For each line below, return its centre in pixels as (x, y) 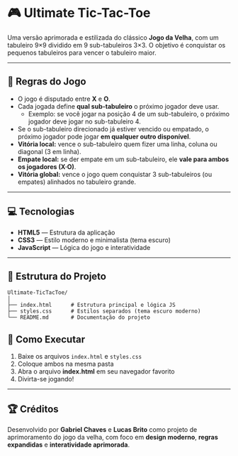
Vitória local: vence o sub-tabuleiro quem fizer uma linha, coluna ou (117, 144)
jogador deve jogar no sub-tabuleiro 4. (85, 121)
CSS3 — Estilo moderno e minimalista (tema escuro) (94, 240)
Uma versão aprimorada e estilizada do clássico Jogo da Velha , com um (113, 37)
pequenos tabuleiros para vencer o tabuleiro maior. (82, 53)
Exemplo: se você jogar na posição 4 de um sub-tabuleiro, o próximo (129, 114)
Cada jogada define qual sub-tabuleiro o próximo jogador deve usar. (118, 106)
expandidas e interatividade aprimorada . (68, 445)
